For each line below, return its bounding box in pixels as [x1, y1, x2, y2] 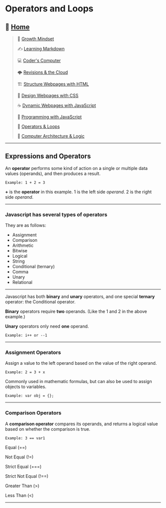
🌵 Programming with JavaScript [17, 114, 82, 119]
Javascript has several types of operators [5, 211, 108, 218]
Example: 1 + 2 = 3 [5, 180, 45, 185]
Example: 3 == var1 [5, 436, 45, 441]
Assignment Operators [5, 349, 61, 356]
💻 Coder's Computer [17, 57, 61, 63]
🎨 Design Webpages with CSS [17, 93, 79, 98]
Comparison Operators [5, 409, 62, 416]
